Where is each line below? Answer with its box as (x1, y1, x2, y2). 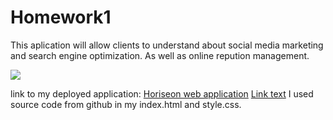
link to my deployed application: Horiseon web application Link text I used (10, 87, 314, 100)
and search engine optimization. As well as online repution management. (10, 49, 310, 61)
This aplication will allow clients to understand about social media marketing (10, 39, 324, 51)
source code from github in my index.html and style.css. (10, 98, 242, 110)
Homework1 (10, 6, 112, 29)
